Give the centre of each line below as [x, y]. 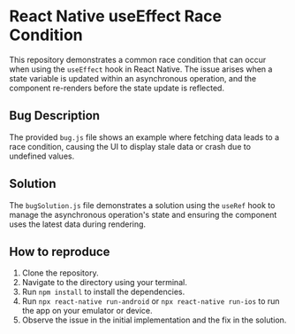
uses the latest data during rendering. [78, 224]
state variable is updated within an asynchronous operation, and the [133, 78]
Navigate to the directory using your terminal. [104, 283]
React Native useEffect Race [116, 16]
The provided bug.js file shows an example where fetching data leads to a [144, 137]
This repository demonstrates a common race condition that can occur [138, 59]
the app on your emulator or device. [87, 311]
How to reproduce [60, 251]
